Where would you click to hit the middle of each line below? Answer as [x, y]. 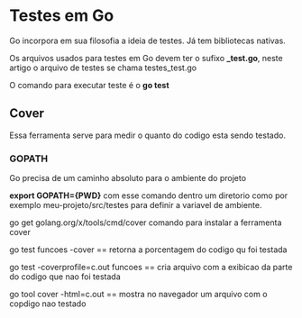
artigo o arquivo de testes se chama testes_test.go [103, 68]
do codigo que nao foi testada [65, 277]
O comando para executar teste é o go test [89, 85]
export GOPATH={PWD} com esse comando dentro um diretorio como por [149, 195]
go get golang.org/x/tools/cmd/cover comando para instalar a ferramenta [146, 223]
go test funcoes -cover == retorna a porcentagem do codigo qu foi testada [148, 250]
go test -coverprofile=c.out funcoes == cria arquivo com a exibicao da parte [151, 268]
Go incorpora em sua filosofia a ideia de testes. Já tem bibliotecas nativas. [147, 41]
